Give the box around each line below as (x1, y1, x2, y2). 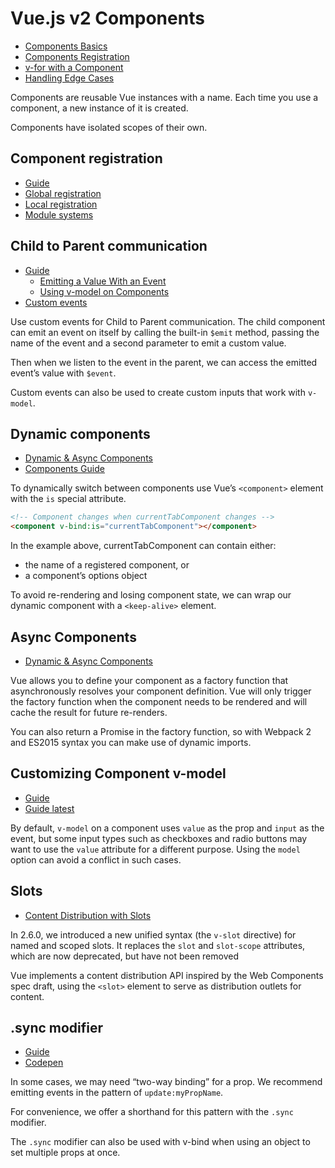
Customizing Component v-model (10, 765, 227, 782)
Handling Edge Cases (24, 72, 115, 84)
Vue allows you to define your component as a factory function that (10, 674, 289, 686)
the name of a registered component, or (24, 559, 190, 571)
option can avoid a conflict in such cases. (10, 853, 182, 866)
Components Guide (24, 463, 105, 475)
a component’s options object (24, 570, 148, 582)
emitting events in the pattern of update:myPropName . (10, 1087, 224, 1099)
